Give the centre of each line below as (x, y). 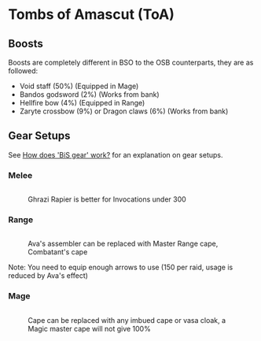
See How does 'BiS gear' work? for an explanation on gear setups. (116, 154)
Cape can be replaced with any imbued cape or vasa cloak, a (127, 320)
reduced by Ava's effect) (48, 276)
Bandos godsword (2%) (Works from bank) (89, 95)
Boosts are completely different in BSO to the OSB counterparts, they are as (131, 62)
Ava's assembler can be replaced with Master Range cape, (123, 244)
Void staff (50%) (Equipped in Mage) (79, 86)
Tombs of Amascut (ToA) (92, 15)
